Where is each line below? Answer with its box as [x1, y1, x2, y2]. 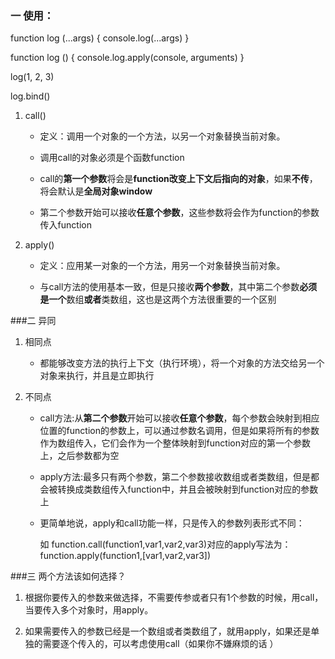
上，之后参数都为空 [39, 450, 120, 462]
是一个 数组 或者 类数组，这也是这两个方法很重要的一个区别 [39, 293, 277, 306]
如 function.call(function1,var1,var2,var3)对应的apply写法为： [39, 538, 292, 551]
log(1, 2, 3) [10, 71, 55, 83]
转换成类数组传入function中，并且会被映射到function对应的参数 [57, 483, 319, 496]
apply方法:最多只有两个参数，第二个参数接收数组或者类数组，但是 [39, 471, 311, 483]
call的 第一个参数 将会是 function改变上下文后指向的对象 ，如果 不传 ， [39, 173, 318, 185]
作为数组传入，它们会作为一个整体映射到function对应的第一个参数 [39, 437, 311, 449]
